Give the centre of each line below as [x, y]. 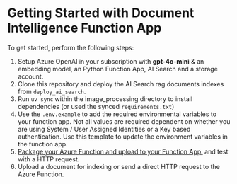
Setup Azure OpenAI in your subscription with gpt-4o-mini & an [111, 61]
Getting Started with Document [101, 13]
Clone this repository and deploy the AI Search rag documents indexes [121, 84]
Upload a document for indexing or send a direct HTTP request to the [119, 166]
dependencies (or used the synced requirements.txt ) [96, 106]
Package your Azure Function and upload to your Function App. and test [123, 151]
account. [30, 76]
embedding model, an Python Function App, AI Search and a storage [117, 69]
